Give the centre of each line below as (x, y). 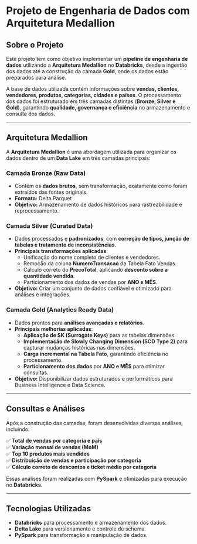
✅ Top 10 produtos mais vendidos (48, 454)
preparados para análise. (36, 78)
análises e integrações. (43, 295)
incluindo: (18, 429)
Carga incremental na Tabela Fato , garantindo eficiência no (96, 354)
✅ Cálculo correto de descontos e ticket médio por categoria (81, 467)
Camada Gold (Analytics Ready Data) (60, 310)
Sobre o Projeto (35, 45)
